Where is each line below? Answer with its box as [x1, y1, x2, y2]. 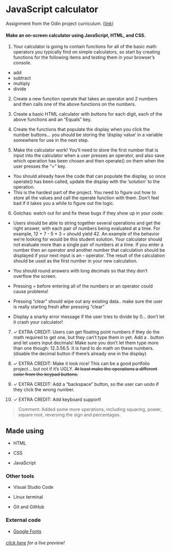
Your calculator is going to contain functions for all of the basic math [13, 43, 157, 49]
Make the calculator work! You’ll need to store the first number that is [13, 147, 158, 153]
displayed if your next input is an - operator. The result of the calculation [13, 252, 165, 258]
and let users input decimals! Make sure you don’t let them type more [13, 340, 159, 346]
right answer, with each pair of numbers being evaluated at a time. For [13, 225, 161, 231]
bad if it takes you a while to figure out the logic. [13, 200, 115, 206]
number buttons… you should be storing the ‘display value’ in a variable [13, 132, 163, 138]
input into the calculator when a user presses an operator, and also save [13, 152, 165, 159]
